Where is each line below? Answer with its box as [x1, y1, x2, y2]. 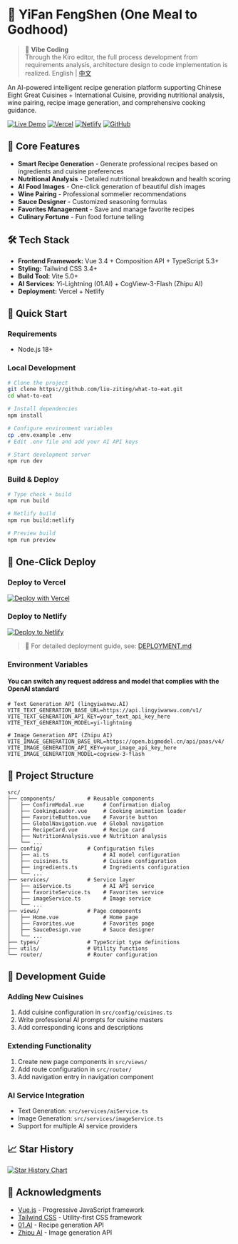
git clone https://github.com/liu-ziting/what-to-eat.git [7, 385, 183, 393]
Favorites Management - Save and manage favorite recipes [17, 205, 195, 213]
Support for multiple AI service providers [17, 1122, 138, 1131]
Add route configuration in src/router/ [17, 1065, 132, 1073]
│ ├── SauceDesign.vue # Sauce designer [7, 926, 155, 934]
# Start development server [7, 451, 91, 458]
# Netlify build [7, 510, 56, 517]
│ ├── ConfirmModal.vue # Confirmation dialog [7, 801, 171, 809]
